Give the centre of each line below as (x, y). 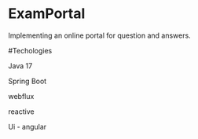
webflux (21, 96)
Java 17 (20, 66)
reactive (21, 112)
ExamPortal (47, 14)
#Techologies (30, 50)
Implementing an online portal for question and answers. (99, 35)
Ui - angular (27, 126)
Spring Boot (27, 81)
